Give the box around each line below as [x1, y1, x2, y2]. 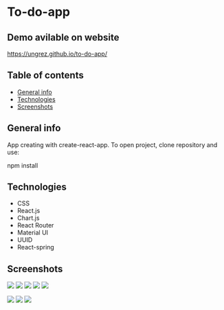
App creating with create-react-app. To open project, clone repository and [7, 140, 218, 148]
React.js [16, 207, 41, 215]
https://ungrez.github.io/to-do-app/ [7, 49, 108, 58]
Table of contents [7, 69, 84, 81]
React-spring [16, 243, 55, 252]
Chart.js [16, 214, 40, 222]
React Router [16, 221, 54, 230]
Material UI [16, 228, 49, 237]
